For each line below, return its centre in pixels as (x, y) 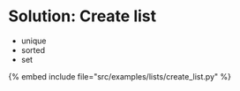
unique (34, 41)
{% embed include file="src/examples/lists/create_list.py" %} (120, 76)
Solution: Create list (82, 16)
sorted (33, 49)
